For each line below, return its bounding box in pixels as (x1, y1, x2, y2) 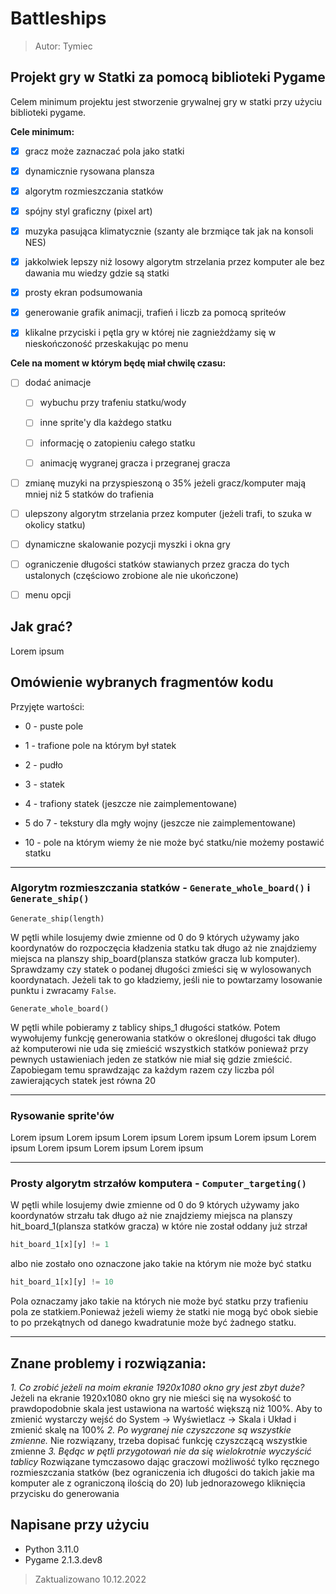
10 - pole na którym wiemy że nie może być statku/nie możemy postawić (24, 836, 325, 848)
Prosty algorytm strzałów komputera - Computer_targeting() (10, 1177, 307, 1191)
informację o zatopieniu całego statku (39, 437, 196, 449)
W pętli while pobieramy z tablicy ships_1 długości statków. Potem (10, 1021, 281, 1033)
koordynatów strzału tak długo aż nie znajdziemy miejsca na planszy (10, 1210, 293, 1222)
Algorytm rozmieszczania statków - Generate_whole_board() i (10, 881, 311, 895)
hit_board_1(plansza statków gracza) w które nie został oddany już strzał (10, 1220, 308, 1232)
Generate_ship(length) (10, 913, 105, 924)
